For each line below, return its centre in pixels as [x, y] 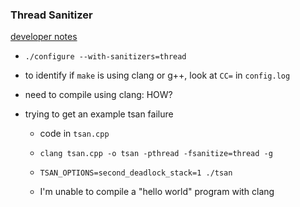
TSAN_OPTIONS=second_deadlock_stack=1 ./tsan [136, 173]
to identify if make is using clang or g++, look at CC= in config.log [157, 75]
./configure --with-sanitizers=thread [105, 57]
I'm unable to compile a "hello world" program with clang [157, 192]
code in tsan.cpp [74, 134]
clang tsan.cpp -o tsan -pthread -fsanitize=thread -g [156, 154]
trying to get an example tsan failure [99, 114]
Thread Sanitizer [51, 15]
